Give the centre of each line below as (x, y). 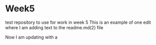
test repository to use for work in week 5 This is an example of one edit (78, 22)
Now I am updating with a (31, 37)
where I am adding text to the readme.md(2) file (54, 27)
